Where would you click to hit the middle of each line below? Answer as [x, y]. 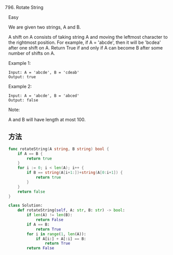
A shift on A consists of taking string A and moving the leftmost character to [88, 37]
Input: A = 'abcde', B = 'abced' [44, 96]
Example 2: [20, 86]
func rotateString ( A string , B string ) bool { [59, 149]
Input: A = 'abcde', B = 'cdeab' [44, 72]
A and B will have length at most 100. [47, 120]
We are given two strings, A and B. [45, 27]
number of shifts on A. [32, 53]
